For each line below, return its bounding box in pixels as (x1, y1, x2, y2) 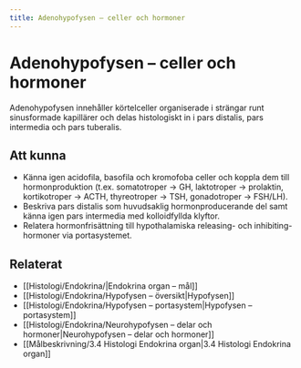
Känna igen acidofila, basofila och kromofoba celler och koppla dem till (22, 172, 290, 183)
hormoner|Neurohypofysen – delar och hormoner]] (22, 329, 214, 340)
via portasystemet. (62, 230, 132, 241)
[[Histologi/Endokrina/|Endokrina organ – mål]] (22, 281, 198, 291)
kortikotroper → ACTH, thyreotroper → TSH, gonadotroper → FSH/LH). (22, 191, 289, 202)
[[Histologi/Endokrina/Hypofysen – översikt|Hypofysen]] (22, 291, 235, 302)
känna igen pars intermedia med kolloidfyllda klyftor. (22, 210, 221, 221)
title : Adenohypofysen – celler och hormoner (9, 13, 185, 23)
